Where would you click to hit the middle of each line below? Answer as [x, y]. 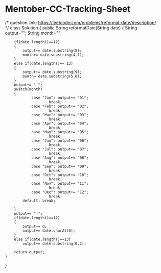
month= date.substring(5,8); [52, 76]
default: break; [39, 200]
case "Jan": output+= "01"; [60, 98]
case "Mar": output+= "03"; [60, 115]
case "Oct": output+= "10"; [60, 175]
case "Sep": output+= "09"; [60, 166]
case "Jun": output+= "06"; [60, 141]
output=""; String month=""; [34, 33]
